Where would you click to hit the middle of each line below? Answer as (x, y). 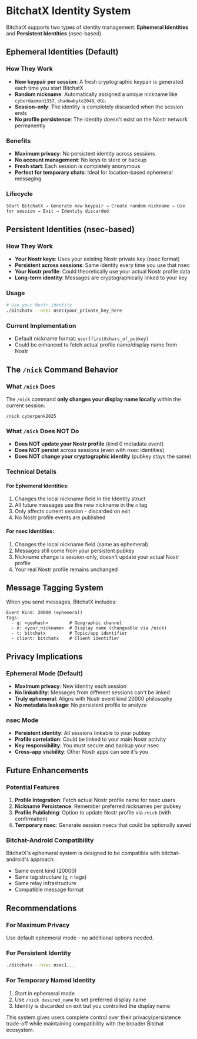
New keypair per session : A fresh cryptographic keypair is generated (99, 81)
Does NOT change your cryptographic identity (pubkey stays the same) (103, 456)
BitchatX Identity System (69, 11)
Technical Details (31, 471)
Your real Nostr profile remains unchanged (66, 569)
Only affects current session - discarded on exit (72, 512)
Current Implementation (41, 325)
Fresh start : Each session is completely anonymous (77, 166)
